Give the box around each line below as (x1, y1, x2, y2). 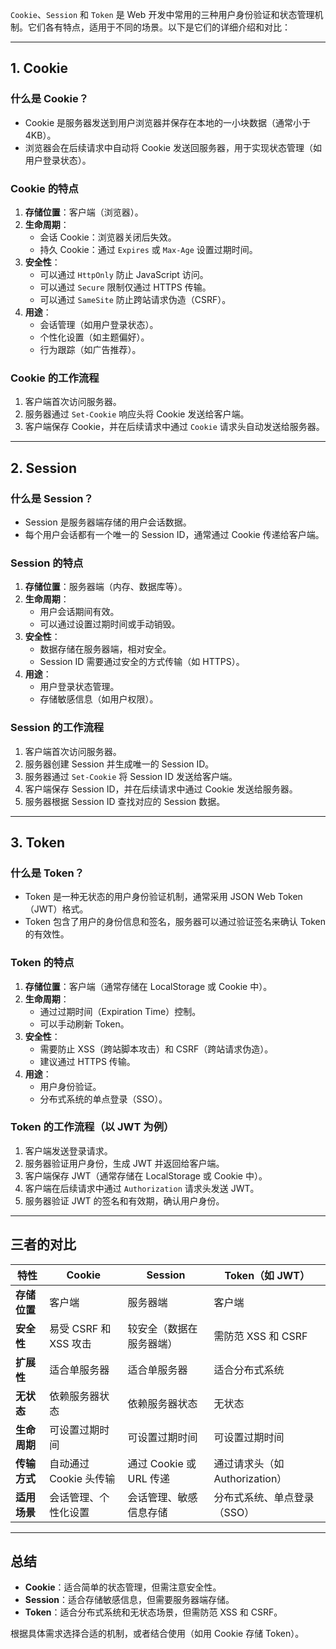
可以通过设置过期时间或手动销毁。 (39, 618, 181, 630)
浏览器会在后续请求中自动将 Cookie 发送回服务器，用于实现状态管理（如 (24, 141, 322, 153)
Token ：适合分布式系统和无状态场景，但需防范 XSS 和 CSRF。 (24, 1606, 283, 1618)
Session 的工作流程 (10, 721, 105, 735)
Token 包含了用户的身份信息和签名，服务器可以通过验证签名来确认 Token (24, 916, 326, 928)
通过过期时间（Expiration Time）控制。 (39, 1005, 202, 1017)
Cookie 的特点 (10, 181, 79, 195)
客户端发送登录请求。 (24, 1144, 113, 1157)
